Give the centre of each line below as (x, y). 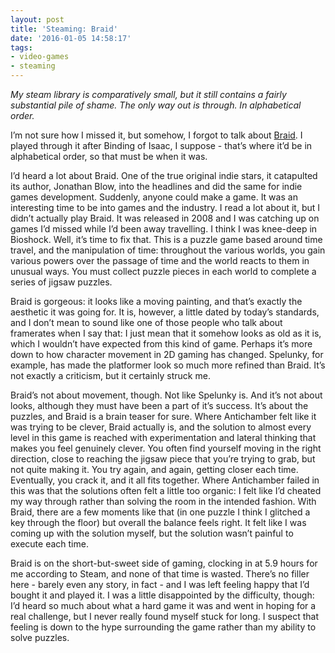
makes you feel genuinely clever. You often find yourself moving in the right (166, 448)
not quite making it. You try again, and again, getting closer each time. (154, 469)
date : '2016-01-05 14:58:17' (71, 38)
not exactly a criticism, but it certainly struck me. (110, 375)
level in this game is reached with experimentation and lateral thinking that (163, 437)
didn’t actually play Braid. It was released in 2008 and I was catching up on (165, 218)
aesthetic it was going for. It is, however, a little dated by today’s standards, (165, 312)
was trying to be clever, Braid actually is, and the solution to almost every (161, 427)
